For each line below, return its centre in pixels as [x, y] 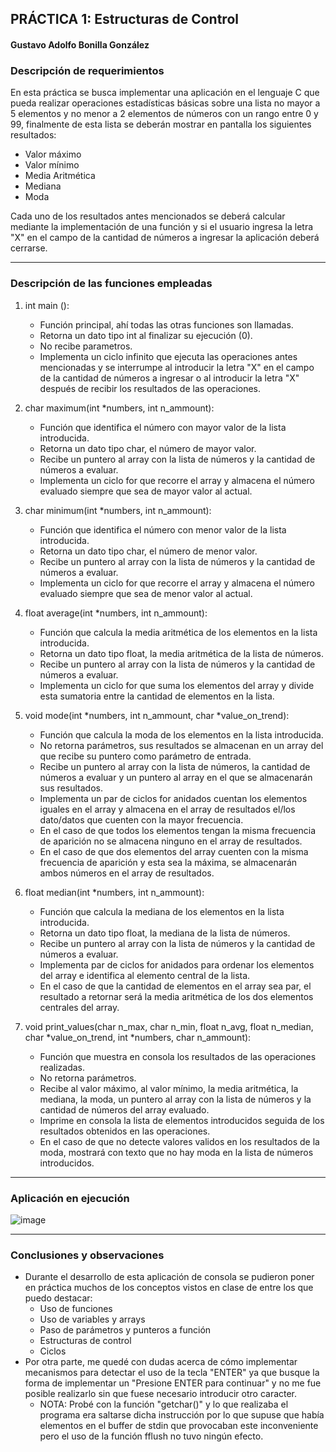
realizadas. [62, 1067]
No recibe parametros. [86, 346]
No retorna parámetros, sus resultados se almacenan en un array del [181, 745]
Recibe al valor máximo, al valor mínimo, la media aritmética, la [169, 1088]
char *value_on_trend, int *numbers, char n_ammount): [138, 1037]
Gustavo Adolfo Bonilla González [80, 44]
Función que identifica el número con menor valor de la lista [163, 529]
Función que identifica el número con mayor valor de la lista [163, 427]
